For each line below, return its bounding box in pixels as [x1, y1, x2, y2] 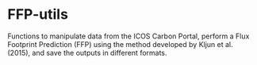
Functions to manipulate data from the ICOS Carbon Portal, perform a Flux [7, 31, 250, 41]
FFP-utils [7, 5, 69, 23]
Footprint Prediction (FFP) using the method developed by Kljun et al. [7, 39, 233, 49]
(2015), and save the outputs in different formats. [7, 48, 167, 57]
